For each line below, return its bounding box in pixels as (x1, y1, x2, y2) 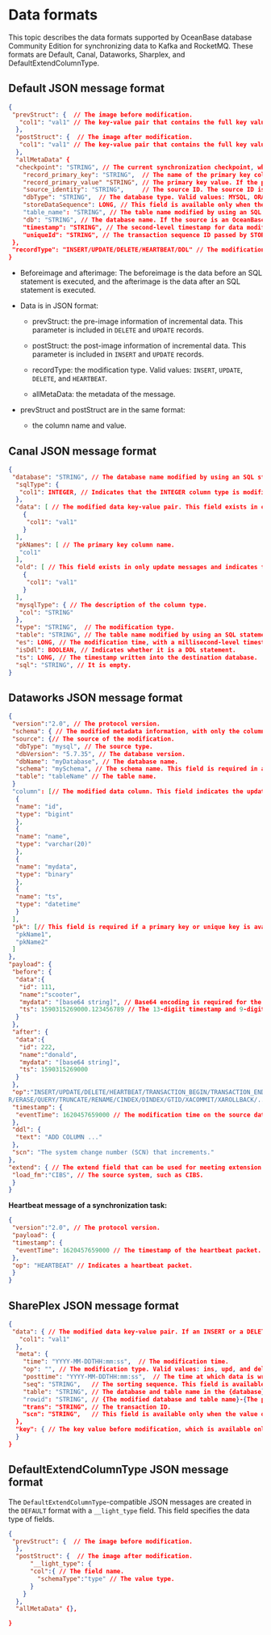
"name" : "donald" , (19, 1050, 78, 1058)
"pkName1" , (15, 930, 52, 939)
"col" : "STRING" (19, 608, 74, 616)
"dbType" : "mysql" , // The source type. (15, 742, 153, 750)
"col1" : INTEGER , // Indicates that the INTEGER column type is (19, 488, 240, 496)
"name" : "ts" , (15, 893, 63, 901)
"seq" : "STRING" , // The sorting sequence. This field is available (23, 1380, 265, 1388)
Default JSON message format (8, 82, 165, 95)
